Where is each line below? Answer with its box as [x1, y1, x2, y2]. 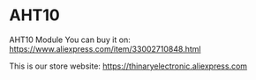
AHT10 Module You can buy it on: [9, 34, 131, 45]
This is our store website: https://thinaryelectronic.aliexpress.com [9, 61, 248, 71]
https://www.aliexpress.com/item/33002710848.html [9, 43, 201, 54]
